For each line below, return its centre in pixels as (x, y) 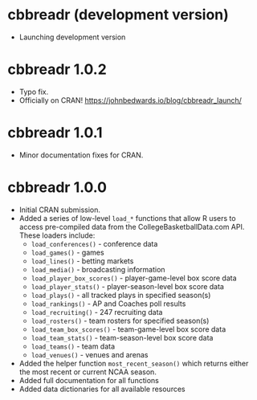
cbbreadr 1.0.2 (57, 69)
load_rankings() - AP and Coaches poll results (108, 304)
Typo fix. (34, 92)
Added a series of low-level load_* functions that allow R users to (127, 218)
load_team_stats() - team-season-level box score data (122, 337)
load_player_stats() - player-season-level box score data (127, 286)
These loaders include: (57, 235)
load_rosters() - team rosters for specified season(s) (120, 320)
